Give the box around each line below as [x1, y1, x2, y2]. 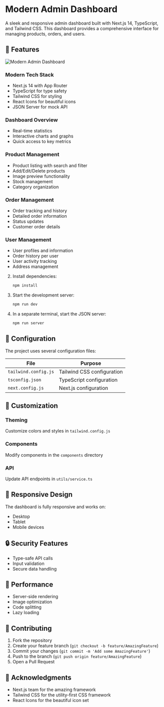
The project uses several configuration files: [5, 348, 96, 354]
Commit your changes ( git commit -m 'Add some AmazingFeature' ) [12, 648, 150, 654]
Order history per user [12, 253, 59, 259]
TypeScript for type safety [12, 88, 67, 94]
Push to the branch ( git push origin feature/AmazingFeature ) [12, 653, 142, 659]
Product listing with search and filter [12, 162, 88, 169]
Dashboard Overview [5, 116, 58, 123]
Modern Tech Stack [5, 71, 54, 78]
